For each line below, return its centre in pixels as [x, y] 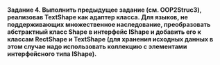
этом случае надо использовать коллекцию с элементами [97, 46]
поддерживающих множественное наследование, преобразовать [109, 24]
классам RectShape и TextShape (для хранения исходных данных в [110, 39]
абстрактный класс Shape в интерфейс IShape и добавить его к [104, 32]
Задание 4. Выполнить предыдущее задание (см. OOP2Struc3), [104, 10]
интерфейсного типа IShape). [52, 54]
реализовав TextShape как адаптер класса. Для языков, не [98, 17]
